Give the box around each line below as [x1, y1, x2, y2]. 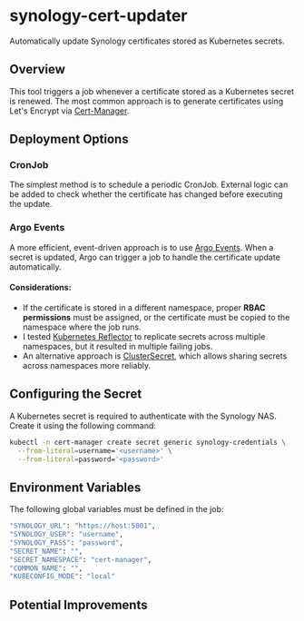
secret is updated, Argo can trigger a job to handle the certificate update [9, 251, 281, 262]
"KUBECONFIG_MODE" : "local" [9, 572, 116, 581]
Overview [9, 62, 66, 77]
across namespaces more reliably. [22, 360, 152, 370]
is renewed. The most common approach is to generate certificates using [9, 95, 284, 106]
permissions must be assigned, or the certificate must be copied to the [22, 311, 290, 322]
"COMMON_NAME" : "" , [9, 564, 83, 573]
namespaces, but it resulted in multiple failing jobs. [22, 340, 213, 351]
